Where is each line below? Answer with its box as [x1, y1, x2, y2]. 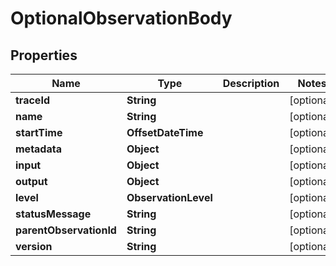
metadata [15, 142, 62, 156]
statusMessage [15, 207, 92, 221]
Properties [10, 47, 78, 64]
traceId [15, 93, 50, 107]
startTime [15, 126, 63, 139]
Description [222, 77, 280, 90]
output [15, 175, 48, 188]
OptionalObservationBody [10, 7, 233, 30]
